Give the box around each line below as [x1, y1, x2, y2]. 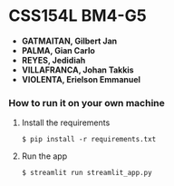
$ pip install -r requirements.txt [21, 135, 157, 144]
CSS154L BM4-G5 [8, 5, 147, 26]
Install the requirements [21, 117, 111, 128]
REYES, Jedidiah [21, 54, 86, 65]
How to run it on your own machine [8, 96, 165, 109]
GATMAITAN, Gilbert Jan [21, 35, 118, 46]
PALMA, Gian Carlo [21, 44, 96, 55]
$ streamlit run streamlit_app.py [21, 169, 152, 178]
